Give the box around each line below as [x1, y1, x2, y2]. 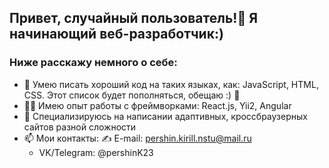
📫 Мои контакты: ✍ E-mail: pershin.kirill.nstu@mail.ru [23, 132, 252, 144]
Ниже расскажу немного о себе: [9, 56, 178, 70]
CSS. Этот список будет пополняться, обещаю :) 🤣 [23, 89, 241, 101]
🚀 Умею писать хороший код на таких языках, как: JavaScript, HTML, [23, 78, 319, 90]
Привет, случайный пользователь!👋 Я [9, 10, 258, 27]
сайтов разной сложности [23, 121, 137, 133]
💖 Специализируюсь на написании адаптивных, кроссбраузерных [23, 110, 308, 122]
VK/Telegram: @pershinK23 [38, 146, 154, 158]
